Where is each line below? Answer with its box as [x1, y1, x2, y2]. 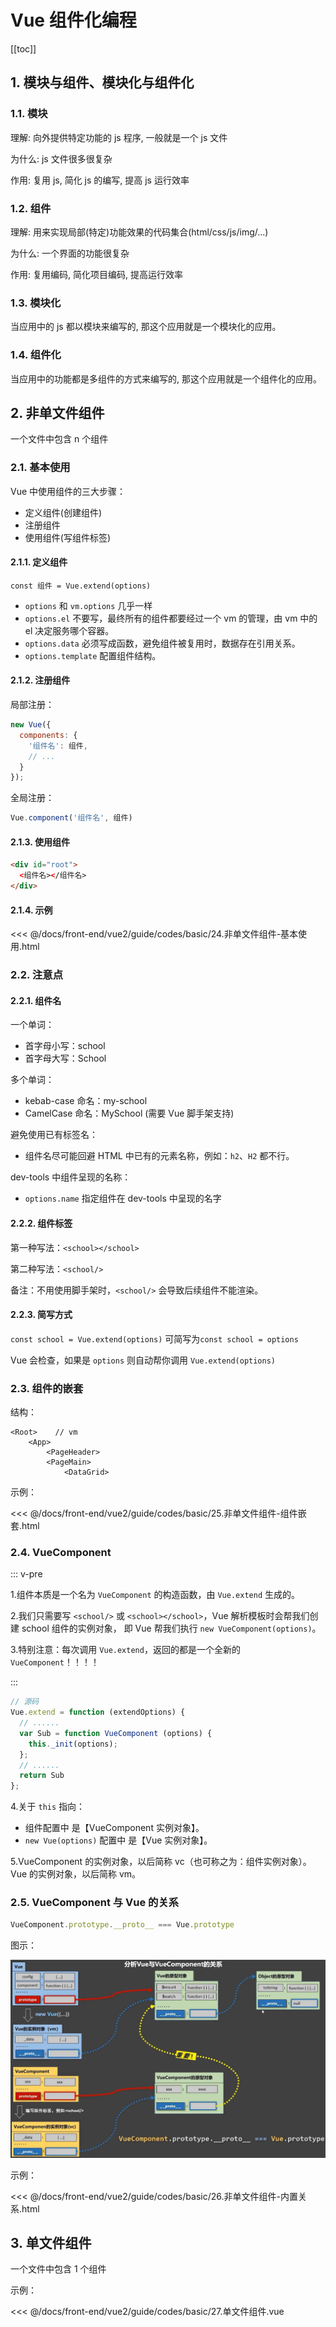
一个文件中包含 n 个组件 [10, 433, 109, 445]
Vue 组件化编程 [10, 9, 137, 32]
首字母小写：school [24, 1040, 106, 1052]
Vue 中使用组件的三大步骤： [10, 485, 127, 497]
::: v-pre [10, 1568, 43, 1580]
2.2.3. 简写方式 [10, 1309, 73, 1321]
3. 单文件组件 [10, 2235, 92, 2252]
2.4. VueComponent [10, 1545, 112, 1559]
